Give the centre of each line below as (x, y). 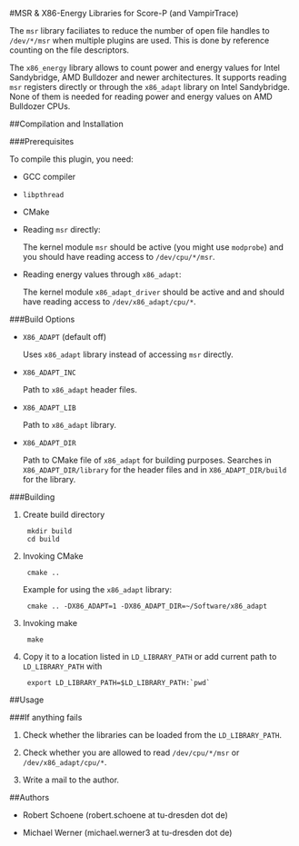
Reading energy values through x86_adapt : (102, 274)
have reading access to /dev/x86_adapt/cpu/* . (110, 302)
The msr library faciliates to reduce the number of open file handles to (140, 30)
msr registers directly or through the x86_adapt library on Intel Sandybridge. (150, 87)
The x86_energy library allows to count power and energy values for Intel (145, 68)
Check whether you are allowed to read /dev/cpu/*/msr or (131, 752)
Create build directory (64, 514)
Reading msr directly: (62, 229)
